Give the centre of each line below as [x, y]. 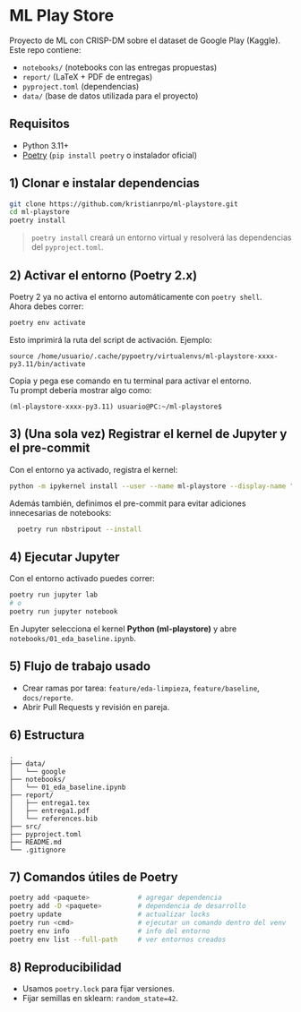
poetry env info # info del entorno [110, 931]
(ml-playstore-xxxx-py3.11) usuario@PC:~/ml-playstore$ [116, 407]
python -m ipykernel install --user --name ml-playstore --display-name [148, 486]
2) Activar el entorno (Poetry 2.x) [103, 275]
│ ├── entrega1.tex [50, 802]
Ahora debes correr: [47, 306]
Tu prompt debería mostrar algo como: [81, 390]
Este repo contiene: [45, 49]
